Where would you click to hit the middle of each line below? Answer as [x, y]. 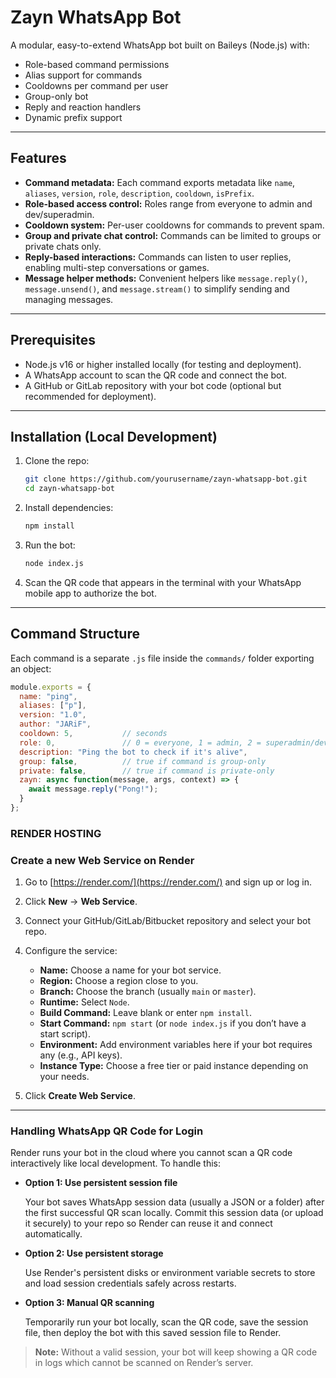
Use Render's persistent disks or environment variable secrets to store [170, 1273]
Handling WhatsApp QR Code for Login [107, 1131]
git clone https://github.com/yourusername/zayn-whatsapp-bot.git [166, 479]
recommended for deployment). [90, 396]
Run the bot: [50, 545]
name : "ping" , [48, 696]
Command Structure [75, 634]
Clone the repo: [57, 461]
